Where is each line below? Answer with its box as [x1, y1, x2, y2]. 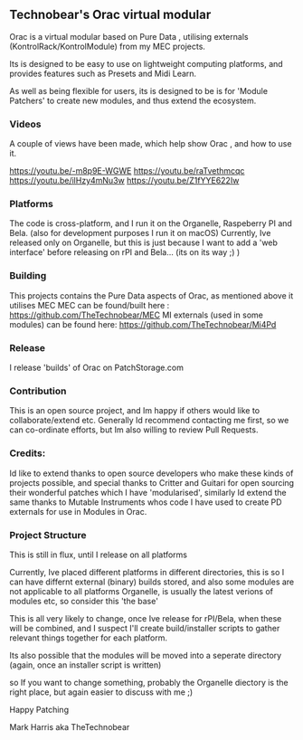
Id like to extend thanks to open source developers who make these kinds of [9, 468, 294, 479]
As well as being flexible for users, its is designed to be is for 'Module [9, 85, 269, 96]
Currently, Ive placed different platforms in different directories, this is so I [9, 566, 285, 577]
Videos [9, 118, 42, 130]
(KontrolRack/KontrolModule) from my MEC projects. [9, 41, 206, 52]
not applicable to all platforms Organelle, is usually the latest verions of [9, 585, 274, 596]
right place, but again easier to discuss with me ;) [9, 687, 194, 697]
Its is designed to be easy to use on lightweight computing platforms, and [9, 58, 283, 69]
